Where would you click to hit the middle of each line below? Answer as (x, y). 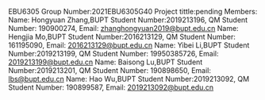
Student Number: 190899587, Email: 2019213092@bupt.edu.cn (111, 87)
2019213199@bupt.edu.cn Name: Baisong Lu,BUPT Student (106, 62)
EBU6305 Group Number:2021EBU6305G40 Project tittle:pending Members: (133, 12)
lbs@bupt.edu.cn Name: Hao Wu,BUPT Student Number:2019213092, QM (129, 79)
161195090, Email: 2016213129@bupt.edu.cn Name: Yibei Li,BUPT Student (129, 45)
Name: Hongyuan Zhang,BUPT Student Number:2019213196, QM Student (128, 20)
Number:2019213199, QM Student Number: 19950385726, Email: (113, 54)
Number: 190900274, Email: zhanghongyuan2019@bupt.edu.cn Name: (124, 28)
